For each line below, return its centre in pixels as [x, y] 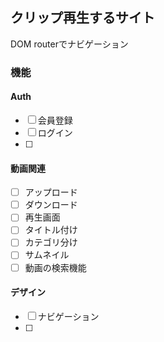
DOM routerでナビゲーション [69, 44]
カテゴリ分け [51, 242]
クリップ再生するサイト [82, 18]
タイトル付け [51, 230]
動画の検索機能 [55, 267]
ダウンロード [51, 205]
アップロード [51, 192]
